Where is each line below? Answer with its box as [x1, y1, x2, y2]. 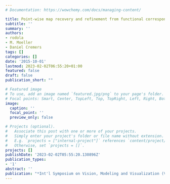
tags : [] [5, 49, 24, 55]
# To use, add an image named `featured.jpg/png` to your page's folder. [5, 91, 164, 97]
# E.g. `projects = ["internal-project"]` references [5, 138, 125, 143]
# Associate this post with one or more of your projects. [5, 129, 137, 134]
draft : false [5, 73, 33, 78]
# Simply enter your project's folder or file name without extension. [5, 133, 164, 139]
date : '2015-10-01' [5, 59, 47, 64]
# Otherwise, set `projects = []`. [5, 143, 85, 148]
